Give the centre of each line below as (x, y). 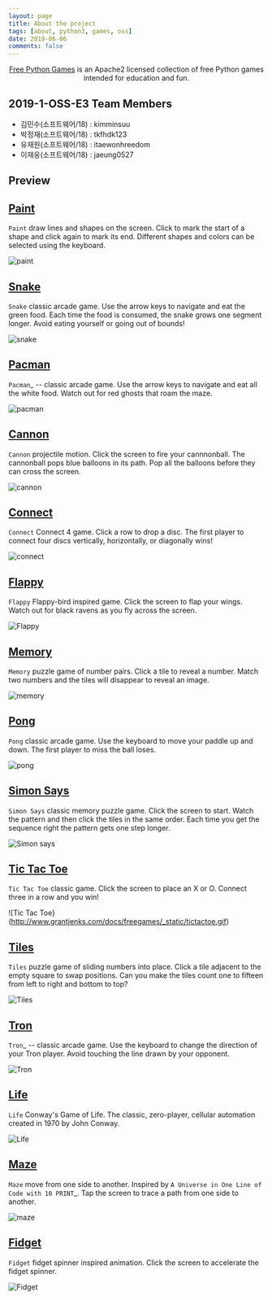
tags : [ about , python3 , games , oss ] (70, 31)
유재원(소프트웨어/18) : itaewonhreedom (85, 144)
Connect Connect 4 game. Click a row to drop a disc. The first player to (126, 532)
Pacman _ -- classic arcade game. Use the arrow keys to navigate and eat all (133, 384)
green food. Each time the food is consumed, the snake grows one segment (135, 315)
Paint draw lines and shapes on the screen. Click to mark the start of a (127, 228)
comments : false (36, 46)
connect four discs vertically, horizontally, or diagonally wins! (111, 541)
